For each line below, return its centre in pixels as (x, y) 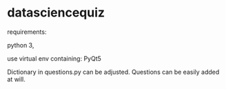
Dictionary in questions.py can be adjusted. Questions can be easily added (113, 72)
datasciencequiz (56, 13)
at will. (17, 79)
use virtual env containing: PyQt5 (54, 58)
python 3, (21, 45)
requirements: (27, 32)
